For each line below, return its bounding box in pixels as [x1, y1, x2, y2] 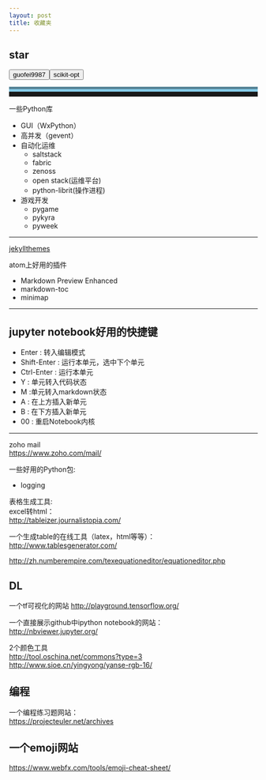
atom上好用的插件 [9, 260, 67, 269]
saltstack [32, 149, 62, 159]
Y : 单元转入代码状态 [20, 377, 88, 387]
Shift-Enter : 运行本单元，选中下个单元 [20, 357, 145, 367]
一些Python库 [9, 104, 54, 114]
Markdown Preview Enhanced [20, 276, 118, 285]
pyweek [32, 221, 58, 231]
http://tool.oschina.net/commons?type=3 [9, 651, 143, 661]
